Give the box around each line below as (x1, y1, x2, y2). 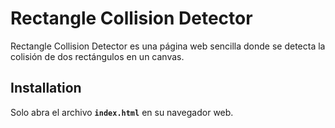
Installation (10, 80, 82, 97)
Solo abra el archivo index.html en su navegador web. (10, 106, 234, 118)
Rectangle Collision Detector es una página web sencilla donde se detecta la (10, 40, 326, 52)
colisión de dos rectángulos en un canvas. (10, 50, 185, 62)
